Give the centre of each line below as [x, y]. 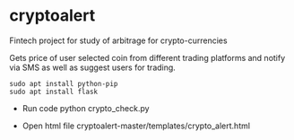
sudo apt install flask [54, 92]
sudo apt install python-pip [64, 83]
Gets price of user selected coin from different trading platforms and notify [147, 57]
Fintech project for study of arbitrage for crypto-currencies [118, 40]
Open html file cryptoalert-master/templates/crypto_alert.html [136, 126]
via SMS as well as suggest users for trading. [93, 67]
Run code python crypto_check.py [86, 108]
